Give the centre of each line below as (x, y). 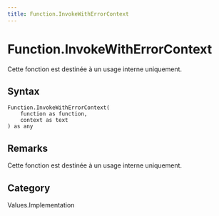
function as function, (54, 114)
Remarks (28, 148)
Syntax (24, 91)
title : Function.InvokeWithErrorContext (68, 14)
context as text (45, 120)
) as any (20, 127)
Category (29, 188)
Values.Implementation (41, 205)
